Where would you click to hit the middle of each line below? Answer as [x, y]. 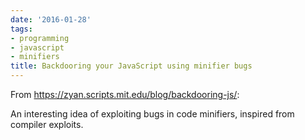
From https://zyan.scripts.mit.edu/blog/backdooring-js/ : [125, 94]
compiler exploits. [47, 124]
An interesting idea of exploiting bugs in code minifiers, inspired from [152, 114]
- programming [40, 38]
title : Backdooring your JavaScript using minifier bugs [131, 66]
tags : [21, 29]
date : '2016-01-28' [51, 19]
